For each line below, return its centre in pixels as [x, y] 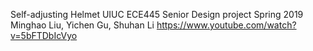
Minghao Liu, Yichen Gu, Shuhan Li [82, 25]
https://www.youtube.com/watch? [226, 25]
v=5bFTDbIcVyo [44, 35]
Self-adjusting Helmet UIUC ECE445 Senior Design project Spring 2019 [157, 14]
